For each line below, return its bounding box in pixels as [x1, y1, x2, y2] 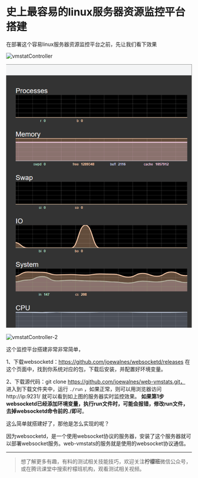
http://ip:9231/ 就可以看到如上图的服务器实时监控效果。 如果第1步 [6, 393, 164, 400]
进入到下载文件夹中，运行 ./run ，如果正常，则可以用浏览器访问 [6, 385, 162, 392]
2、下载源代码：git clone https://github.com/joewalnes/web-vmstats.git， [6, 378, 186, 385]
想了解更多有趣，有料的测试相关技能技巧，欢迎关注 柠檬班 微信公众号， [20, 457, 192, 465]
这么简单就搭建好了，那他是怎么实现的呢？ [6, 420, 110, 427]
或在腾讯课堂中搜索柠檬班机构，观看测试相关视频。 [20, 465, 145, 472]
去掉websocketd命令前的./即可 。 [6, 407, 87, 414]
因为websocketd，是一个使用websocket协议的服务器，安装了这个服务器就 [6, 432, 187, 439]
